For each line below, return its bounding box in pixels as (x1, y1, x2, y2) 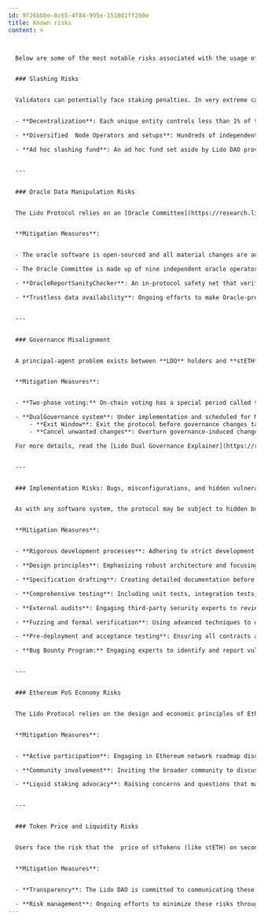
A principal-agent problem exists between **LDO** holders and (15, 357, 226, 365)
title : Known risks (8, 19, 72, 27)
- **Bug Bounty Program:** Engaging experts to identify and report (15, 646, 244, 655)
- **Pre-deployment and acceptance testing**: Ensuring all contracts (15, 632, 251, 641)
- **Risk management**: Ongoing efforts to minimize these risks (15, 900, 234, 908)
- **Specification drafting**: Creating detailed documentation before (15, 576, 255, 583)
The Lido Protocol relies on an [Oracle (15, 209, 149, 217)
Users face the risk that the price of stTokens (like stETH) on (15, 844, 237, 852)
